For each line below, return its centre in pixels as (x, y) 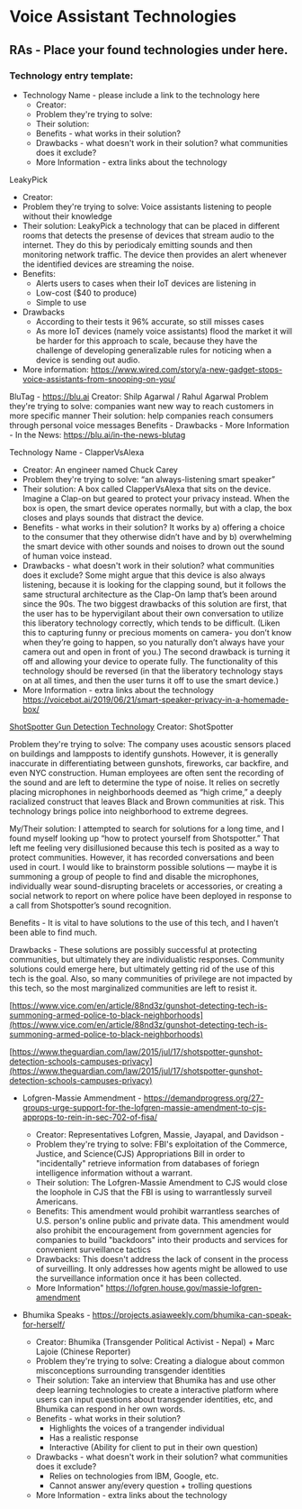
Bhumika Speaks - (56, 1314)
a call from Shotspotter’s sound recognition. (90, 905)
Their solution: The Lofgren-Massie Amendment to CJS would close (161, 1182)
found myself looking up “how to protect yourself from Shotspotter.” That (145, 838)
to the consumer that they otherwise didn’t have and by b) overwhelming (157, 536)
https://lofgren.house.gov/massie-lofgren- (184, 1287)
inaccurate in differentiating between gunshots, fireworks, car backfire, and (149, 763)
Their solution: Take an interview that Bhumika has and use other (156, 1380)
